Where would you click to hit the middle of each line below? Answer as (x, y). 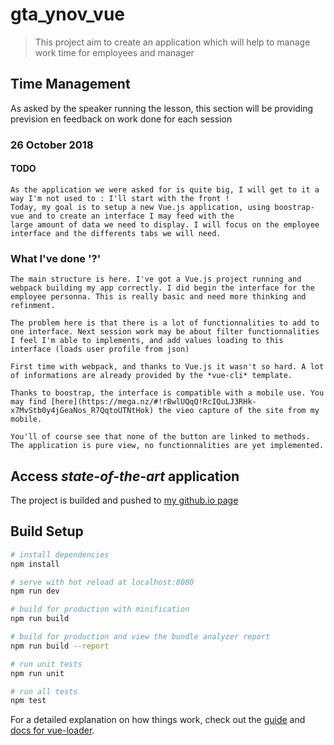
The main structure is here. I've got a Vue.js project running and (156, 279)
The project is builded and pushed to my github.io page (124, 500)
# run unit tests (46, 664)
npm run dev (35, 591)
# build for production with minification (100, 609)
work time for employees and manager (114, 52)
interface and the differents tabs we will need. (116, 233)
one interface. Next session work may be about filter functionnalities (165, 332)
